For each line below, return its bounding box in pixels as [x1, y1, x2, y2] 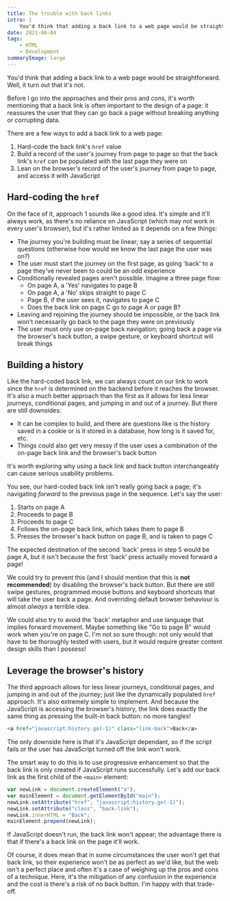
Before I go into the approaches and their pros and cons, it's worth [7, 94, 195, 102]
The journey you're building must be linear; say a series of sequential [16, 237, 212, 245]
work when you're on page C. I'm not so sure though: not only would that [7, 630, 214, 639]
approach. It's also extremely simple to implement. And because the [7, 698, 199, 706]
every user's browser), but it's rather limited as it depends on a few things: [7, 224, 218, 232]
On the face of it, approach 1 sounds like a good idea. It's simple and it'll [7, 210, 210, 218]
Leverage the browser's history [7, 665, 144, 676]
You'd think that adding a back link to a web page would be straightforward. [7, 73, 221, 82]
